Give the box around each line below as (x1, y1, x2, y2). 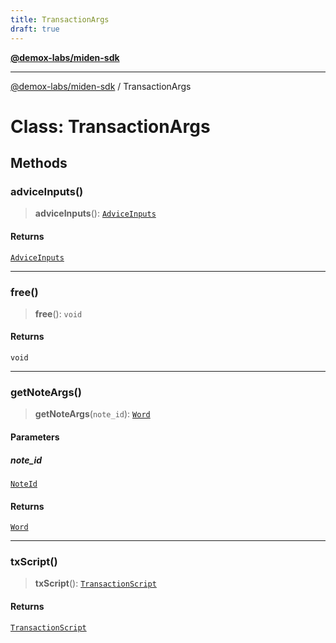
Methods (10, 155, 68, 172)
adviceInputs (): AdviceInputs (34, 207, 157, 220)
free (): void (34, 307, 83, 320)
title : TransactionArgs (10, 14, 110, 25)
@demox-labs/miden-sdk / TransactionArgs (10, 80, 192, 92)
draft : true (10, 24, 60, 34)
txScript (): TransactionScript (34, 577, 157, 590)
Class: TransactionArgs (10, 115, 211, 138)
